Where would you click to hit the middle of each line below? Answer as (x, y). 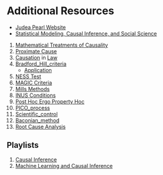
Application (38, 70)
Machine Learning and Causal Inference (64, 166)
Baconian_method (37, 120)
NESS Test (28, 76)
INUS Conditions (35, 95)
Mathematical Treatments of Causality (61, 45)
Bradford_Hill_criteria (41, 64)
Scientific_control (36, 114)
